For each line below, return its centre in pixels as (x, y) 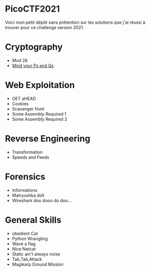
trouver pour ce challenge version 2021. (45, 27)
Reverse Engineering (48, 138)
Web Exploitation (40, 85)
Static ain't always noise (36, 254)
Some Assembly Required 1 (39, 114)
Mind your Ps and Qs (33, 65)
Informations (25, 190)
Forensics (25, 176)
